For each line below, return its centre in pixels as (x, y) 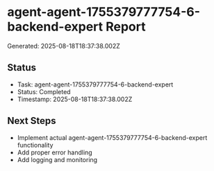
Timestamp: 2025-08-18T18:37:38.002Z (75, 99)
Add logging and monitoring (57, 159)
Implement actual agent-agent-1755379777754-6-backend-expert (112, 137)
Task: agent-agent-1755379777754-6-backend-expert (95, 84)
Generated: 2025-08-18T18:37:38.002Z (64, 46)
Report (125, 27)
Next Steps (32, 121)
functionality (35, 145)
